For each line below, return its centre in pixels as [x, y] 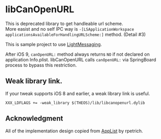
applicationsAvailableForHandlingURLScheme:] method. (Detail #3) [76, 34]
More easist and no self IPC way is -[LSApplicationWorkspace [70, 29]
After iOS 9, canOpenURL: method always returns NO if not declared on [77, 54]
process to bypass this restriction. [41, 65]
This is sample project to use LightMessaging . [54, 44]
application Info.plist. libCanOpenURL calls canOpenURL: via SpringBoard [81, 59]
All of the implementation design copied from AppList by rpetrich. [74, 131]
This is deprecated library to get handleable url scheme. [64, 24]
